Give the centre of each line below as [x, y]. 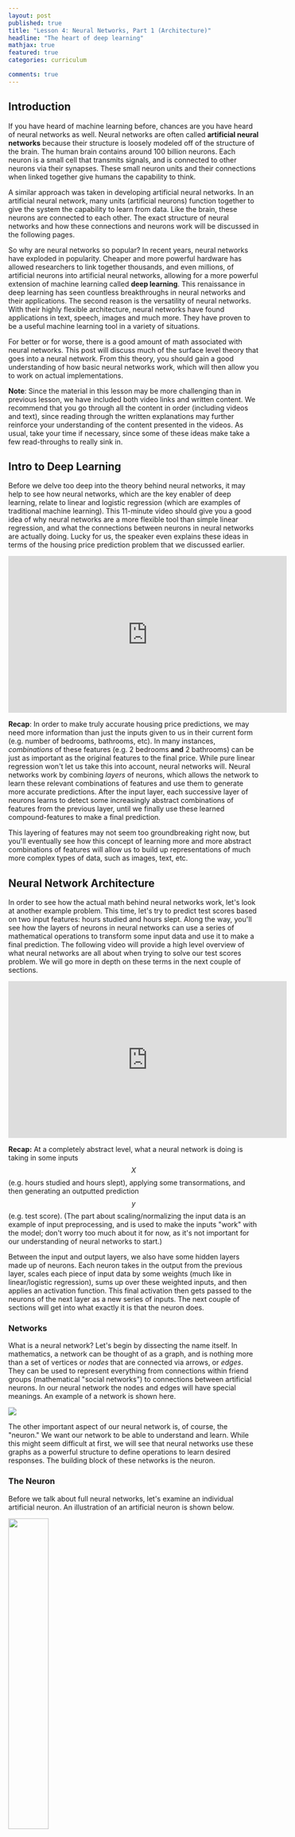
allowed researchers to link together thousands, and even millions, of [121, 267]
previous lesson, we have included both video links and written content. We [132, 399]
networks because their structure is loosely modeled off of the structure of [132, 143]
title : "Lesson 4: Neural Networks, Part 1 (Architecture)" [110, 30]
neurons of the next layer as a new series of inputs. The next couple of [124, 1299]
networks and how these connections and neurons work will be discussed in [134, 226]
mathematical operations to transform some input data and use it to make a [131, 936]
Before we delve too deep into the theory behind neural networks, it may [127, 486]
